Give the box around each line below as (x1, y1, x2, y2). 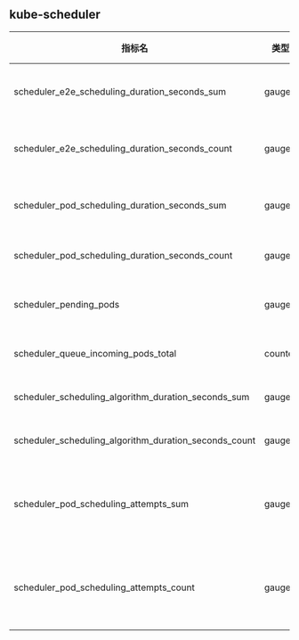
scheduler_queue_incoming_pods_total (13, 347, 177, 359)
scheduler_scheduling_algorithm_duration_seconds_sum (13, 390, 250, 403)
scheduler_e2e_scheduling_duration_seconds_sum (13, 85, 227, 97)
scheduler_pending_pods (13, 298, 120, 310)
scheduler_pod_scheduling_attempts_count (13, 581, 196, 594)
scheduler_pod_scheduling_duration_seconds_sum (13, 199, 227, 211)
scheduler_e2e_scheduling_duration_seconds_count (13, 142, 233, 154)
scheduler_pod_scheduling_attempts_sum (13, 497, 190, 510)
